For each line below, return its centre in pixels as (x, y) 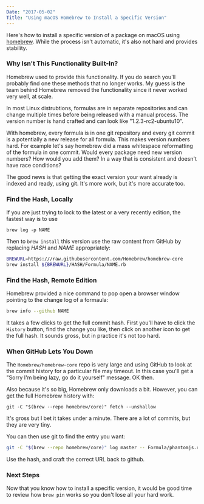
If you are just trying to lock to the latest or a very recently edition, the (93, 212)
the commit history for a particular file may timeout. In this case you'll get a (100, 371)
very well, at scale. (30, 96)
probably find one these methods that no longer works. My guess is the (96, 83)
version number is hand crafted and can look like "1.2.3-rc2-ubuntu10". (95, 121)
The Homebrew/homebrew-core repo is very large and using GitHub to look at (99, 365)
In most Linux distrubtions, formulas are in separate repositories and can (97, 108)
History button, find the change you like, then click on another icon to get (98, 329)
